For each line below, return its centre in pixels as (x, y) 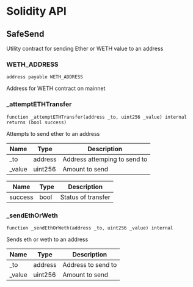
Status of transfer (86, 197)
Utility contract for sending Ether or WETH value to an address (85, 48)
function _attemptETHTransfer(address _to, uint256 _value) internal (97, 117)
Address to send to (90, 264)
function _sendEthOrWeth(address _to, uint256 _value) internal (90, 228)
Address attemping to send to (105, 159)
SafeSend (25, 34)
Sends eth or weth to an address (47, 239)
